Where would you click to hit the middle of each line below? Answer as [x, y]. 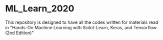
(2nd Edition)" [19, 33]
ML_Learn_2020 [40, 9]
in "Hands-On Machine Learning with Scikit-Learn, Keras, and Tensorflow [81, 27]
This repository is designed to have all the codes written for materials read [82, 22]
